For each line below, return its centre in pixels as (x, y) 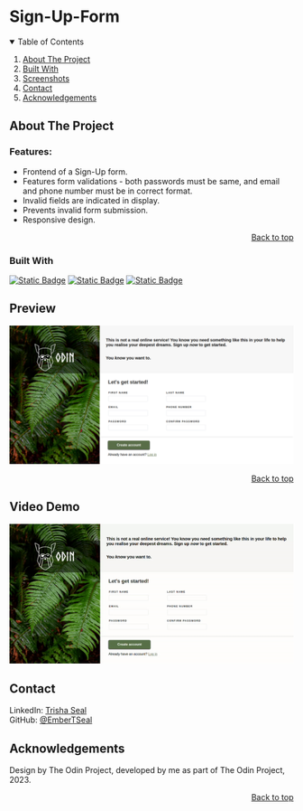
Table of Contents (50, 42)
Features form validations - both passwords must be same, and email (151, 181)
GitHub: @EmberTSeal (51, 720)
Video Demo (45, 507)
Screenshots (46, 78)
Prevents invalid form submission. (85, 210)
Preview (33, 309)
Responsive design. (59, 220)
